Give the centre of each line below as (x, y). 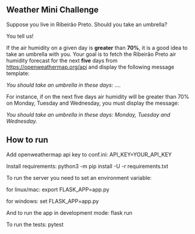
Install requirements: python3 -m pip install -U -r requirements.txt (87, 166)
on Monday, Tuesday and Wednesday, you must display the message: (93, 103)
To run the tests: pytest (35, 224)
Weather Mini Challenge (53, 10)
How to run (27, 140)
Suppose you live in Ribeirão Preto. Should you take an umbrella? (87, 24)
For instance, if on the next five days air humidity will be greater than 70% (98, 96)
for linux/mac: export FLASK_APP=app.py (58, 189)
